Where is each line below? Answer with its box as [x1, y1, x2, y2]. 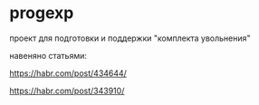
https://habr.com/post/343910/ [9, 85, 125, 96]
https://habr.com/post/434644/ [9, 67, 127, 79]
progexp [9, 3, 74, 24]
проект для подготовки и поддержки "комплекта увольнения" [9, 33, 251, 43]
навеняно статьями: [9, 50, 88, 61]
